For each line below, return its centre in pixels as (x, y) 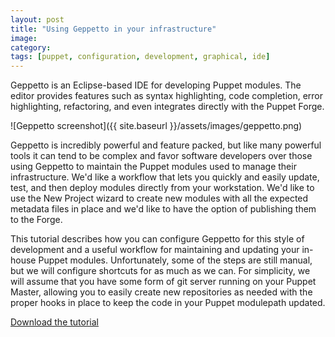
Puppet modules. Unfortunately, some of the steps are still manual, (175, 260)
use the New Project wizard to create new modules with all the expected (159, 198)
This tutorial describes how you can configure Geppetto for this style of (157, 239)
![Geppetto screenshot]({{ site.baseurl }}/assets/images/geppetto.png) (156, 126)
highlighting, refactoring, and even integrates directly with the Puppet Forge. (167, 107)
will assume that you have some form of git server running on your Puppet (163, 282)
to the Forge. (36, 220)
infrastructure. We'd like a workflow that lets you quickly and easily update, (165, 177)
